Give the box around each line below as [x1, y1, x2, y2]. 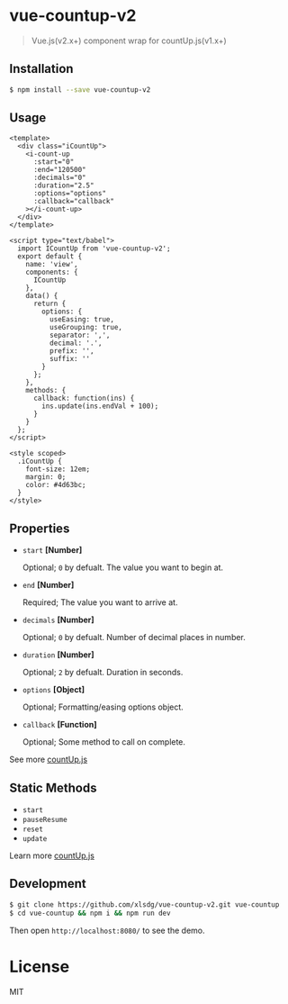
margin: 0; [25, 473, 67, 482]
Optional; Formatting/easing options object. [22, 701, 184, 712]
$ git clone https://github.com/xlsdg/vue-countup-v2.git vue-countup [9, 900, 280, 909]
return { [32, 299, 67, 309]
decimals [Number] [22, 614, 94, 626]
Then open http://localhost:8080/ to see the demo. [9, 925, 205, 936]
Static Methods [9, 780, 97, 795]
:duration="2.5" [32, 181, 94, 190]
